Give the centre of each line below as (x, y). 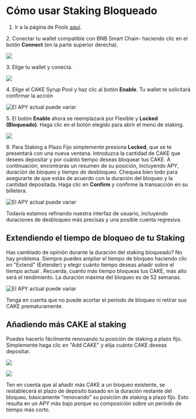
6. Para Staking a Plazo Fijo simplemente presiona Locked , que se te (89, 147)
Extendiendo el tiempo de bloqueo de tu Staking (95, 238)
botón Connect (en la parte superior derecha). (62, 45)
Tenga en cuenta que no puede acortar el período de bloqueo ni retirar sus (96, 300)
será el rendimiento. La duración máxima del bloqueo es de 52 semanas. (94, 277)
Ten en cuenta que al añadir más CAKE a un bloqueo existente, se (86, 384)
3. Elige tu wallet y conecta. (39, 67)
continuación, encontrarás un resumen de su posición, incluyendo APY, (92, 165)
